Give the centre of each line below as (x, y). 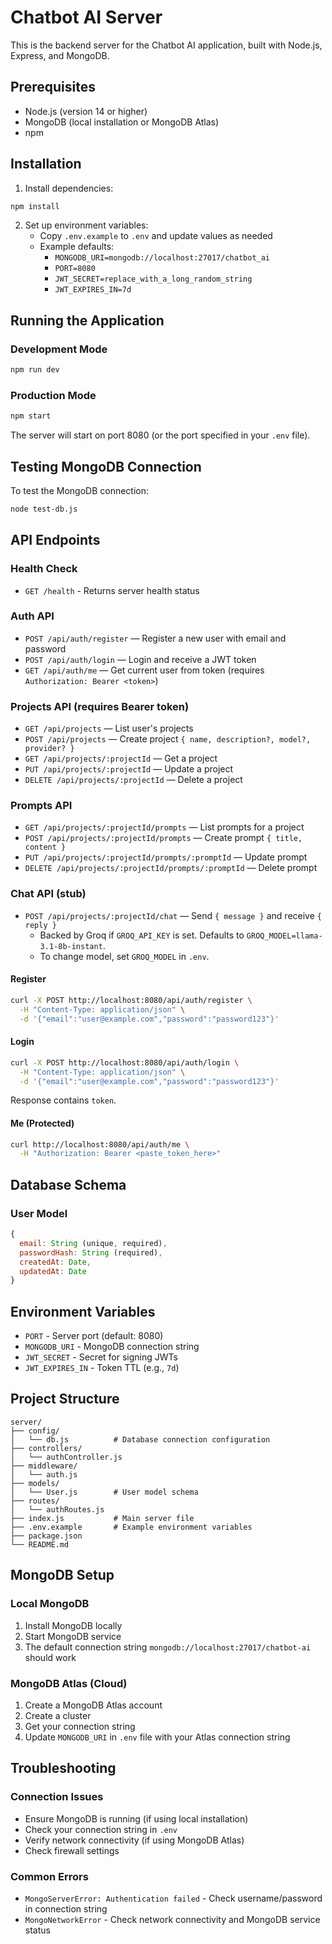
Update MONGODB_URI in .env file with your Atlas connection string (157, 1737)
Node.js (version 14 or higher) (86, 111)
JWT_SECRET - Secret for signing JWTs (101, 1357)
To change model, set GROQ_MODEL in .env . (124, 956)
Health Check (44, 569)
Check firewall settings (72, 1850)
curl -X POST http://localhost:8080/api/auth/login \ (125, 1062)
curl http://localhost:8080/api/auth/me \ (100, 1144)
